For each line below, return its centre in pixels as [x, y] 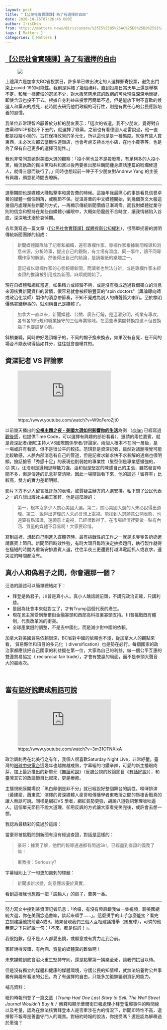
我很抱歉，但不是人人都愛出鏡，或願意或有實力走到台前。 [64, 939]
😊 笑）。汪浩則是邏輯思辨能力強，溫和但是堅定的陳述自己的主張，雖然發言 [81, 467]
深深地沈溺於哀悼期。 [36, 217]
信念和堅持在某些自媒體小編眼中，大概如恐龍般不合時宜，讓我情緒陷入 [85, 211]
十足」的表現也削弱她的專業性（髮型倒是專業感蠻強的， [101, 461]
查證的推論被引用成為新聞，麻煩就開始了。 [61, 274]
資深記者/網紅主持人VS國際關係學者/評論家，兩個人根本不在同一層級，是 [83, 442]
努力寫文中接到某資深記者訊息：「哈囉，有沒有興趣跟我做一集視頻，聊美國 [80, 909]
